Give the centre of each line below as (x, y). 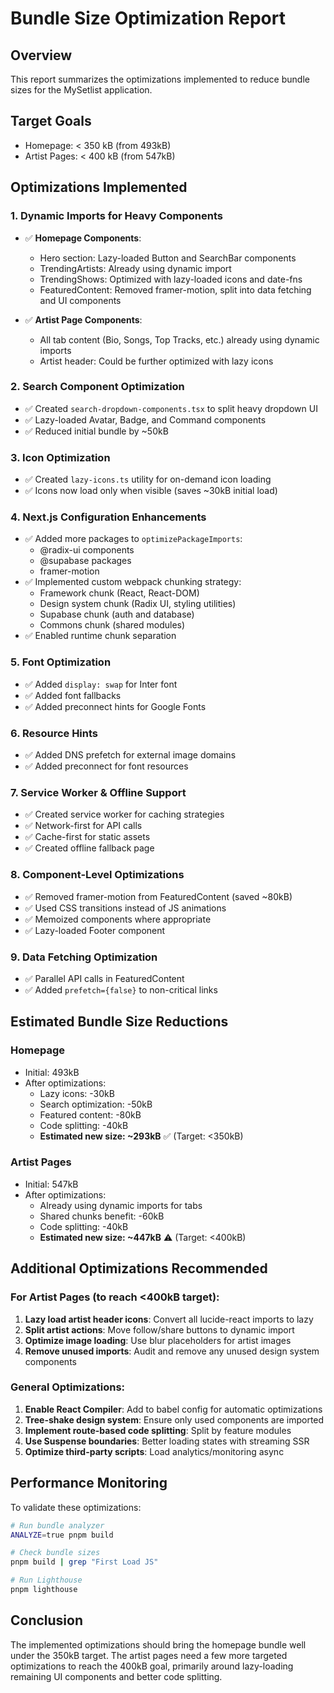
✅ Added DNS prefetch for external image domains (130, 754)
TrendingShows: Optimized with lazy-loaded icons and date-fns (171, 279)
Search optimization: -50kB (96, 1104)
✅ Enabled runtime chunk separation (100, 636)
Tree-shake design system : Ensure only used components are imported (174, 1419)
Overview (41, 55)
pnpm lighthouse (44, 1590)
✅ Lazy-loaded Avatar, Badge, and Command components (145, 419)
